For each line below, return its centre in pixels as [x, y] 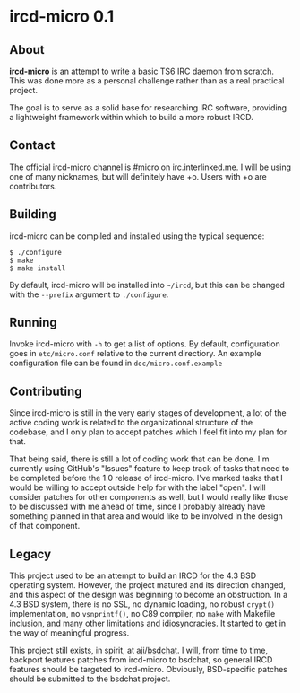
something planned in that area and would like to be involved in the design [146, 516]
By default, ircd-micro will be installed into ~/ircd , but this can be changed [147, 285]
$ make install [38, 268]
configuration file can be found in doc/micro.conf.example [116, 363]
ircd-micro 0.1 [62, 17]
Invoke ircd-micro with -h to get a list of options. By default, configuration [145, 344]
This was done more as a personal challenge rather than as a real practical [147, 81]
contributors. [33, 186]
